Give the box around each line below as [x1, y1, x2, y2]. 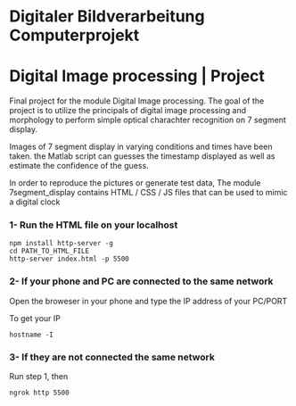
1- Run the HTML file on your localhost [9, 219, 178, 231]
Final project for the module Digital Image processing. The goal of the [9, 95, 265, 106]
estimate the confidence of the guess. [9, 161, 149, 171]
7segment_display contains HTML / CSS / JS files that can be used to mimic [9, 187, 288, 198]
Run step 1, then [9, 371, 69, 382]
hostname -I [9, 330, 53, 339]
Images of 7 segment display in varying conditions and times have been [9, 141, 274, 153]
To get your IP [9, 312, 61, 323]
